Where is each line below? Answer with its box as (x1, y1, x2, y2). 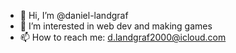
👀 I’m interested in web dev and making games (19, 20, 213, 32)
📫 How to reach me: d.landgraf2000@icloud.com (19, 31, 227, 43)
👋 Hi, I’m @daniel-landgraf (19, 10, 129, 21)
